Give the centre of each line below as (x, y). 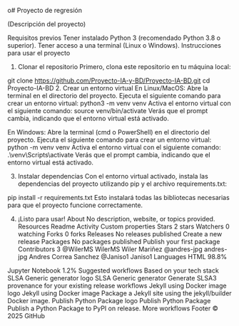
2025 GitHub (26, 316)
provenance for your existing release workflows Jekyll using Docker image (117, 285)
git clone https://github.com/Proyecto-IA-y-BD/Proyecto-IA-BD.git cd (109, 80)
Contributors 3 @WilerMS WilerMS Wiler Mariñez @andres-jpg (110, 249)
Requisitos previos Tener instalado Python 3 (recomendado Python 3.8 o (114, 38)
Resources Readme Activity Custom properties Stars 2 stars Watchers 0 (123, 226)
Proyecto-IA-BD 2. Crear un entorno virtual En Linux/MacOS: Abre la (108, 88)
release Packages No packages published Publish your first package (119, 242)
